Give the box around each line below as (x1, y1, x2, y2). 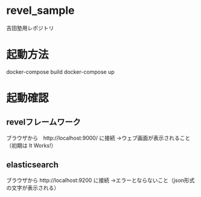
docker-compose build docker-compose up (6, 68, 115, 76)
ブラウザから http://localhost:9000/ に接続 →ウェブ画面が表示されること (6, 134, 191, 141)
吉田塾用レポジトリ (6, 24, 54, 31)
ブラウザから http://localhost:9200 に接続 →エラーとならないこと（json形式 (6, 176, 195, 184)
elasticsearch (6, 160, 59, 170)
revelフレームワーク (6, 117, 81, 128)
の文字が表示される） (6, 184, 59, 191)
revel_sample (6, 4, 75, 18)
